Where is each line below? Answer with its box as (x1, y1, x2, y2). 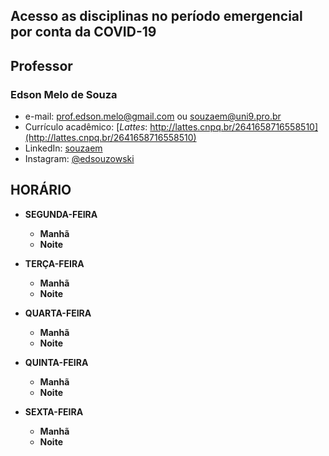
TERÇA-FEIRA (24, 257, 85, 269)
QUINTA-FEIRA (24, 356, 89, 368)
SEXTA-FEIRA (24, 405, 84, 418)
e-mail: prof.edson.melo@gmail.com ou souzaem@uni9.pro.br (24, 110, 282, 123)
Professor (10, 57, 73, 74)
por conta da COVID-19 (10, 24, 157, 41)
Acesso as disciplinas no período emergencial (10, 8, 303, 25)
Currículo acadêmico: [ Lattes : (24, 121, 148, 133)
